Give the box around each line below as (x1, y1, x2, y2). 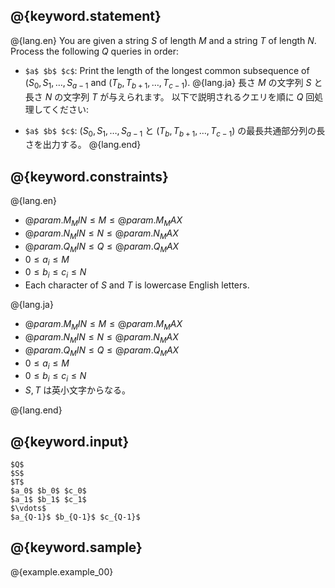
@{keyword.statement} (10, 8, 162, 25)
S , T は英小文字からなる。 (24, 384, 132, 396)
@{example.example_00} (10, 565, 114, 578)
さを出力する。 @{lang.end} (24, 139, 142, 151)
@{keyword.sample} (10, 539, 143, 556)
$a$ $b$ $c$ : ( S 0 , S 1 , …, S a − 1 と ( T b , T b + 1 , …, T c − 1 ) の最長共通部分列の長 (24, 124, 326, 139)
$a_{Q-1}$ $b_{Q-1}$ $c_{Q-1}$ (10, 512, 141, 522)
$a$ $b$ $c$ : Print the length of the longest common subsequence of (24, 64, 310, 76)
